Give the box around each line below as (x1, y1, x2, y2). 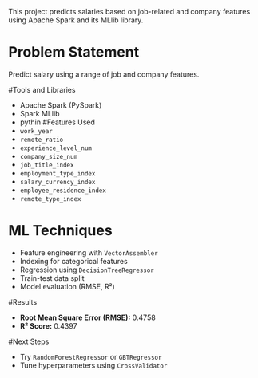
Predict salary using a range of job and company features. (8, 69, 200, 79)
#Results (8, 297, 38, 306)
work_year (19, 127, 54, 135)
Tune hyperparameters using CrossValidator (19, 360, 168, 370)
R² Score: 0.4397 (19, 321, 77, 330)
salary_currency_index (19, 178, 96, 186)
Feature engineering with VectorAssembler (19, 247, 158, 258)
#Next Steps (8, 337, 50, 346)
